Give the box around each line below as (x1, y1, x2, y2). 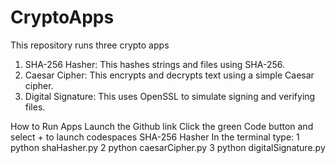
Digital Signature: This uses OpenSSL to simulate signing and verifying (24, 90, 316, 102)
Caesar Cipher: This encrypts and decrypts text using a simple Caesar (24, 69, 315, 81)
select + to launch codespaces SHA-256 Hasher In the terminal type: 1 (10, 131, 300, 143)
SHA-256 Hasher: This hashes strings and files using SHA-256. (24, 58, 285, 70)
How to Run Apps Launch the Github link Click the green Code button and (10, 120, 314, 132)
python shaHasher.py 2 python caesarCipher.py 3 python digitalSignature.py (10, 141, 326, 153)
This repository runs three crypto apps (10, 39, 170, 51)
